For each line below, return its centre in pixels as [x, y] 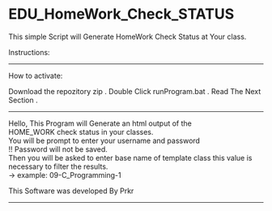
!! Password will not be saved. [58, 149]
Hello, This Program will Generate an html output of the [100, 123]
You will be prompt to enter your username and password [104, 140]
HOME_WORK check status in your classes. [81, 131]
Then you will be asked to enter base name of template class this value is [130, 157]
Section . [23, 100]
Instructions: [29, 52]
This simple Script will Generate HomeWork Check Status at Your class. [127, 37]
